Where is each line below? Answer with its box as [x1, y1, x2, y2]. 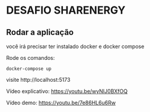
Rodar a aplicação [6, 27, 74, 37]
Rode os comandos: [6, 55, 55, 61]
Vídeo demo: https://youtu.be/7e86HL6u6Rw [6, 99, 116, 106]
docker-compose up [6, 66, 52, 72]
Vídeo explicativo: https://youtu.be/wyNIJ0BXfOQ [6, 88, 128, 95]
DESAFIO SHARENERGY [6, 4, 126, 17]
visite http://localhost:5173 [6, 76, 71, 83]
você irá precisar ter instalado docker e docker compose [6, 43, 145, 50]
